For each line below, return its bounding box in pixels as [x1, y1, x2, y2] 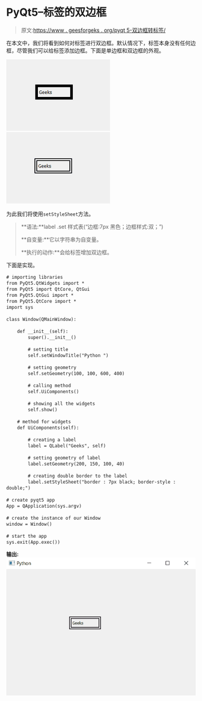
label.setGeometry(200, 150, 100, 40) [28, 461, 125, 467]
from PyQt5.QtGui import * [6, 292, 74, 298]
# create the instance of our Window [6, 515, 101, 521]
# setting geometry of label [28, 455, 101, 461]
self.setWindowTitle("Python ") [28, 352, 109, 358]
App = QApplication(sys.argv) [6, 503, 82, 509]
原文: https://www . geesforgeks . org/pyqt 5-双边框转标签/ [20, 26, 166, 34]
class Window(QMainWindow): [6, 316, 77, 322]
